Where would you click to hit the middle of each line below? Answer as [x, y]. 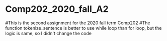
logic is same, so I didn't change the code [49, 33]
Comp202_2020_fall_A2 [57, 9]
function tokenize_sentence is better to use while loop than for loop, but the [83, 28]
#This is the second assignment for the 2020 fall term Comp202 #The [78, 23]
